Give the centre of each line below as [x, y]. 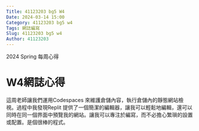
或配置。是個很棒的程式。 [37, 122]
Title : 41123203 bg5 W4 [36, 12]
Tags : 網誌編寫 [23, 28]
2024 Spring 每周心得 [33, 56]
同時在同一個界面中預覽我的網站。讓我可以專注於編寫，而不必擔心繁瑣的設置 [99, 114]
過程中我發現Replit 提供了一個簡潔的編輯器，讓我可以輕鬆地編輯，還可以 [104, 107]
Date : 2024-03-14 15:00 [36, 17]
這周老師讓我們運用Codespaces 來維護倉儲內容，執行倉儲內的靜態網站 [92, 100]
